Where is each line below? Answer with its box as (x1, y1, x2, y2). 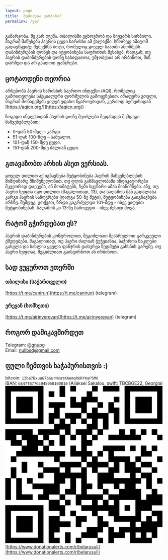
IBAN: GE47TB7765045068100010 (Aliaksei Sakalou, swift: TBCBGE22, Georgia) (5, 380, 163, 386)
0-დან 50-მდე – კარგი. (12, 129, 62, 135)
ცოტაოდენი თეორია (5, 74, 70, 83)
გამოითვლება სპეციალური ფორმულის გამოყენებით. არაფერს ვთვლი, (5, 93, 157, 99)
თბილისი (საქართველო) (5, 278, 67, 285)
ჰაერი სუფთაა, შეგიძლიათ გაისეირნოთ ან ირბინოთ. (5, 249, 118, 255)
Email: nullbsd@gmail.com (5, 347, 60, 353)
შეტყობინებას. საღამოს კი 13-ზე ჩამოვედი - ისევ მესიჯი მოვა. (5, 205, 136, 211)
